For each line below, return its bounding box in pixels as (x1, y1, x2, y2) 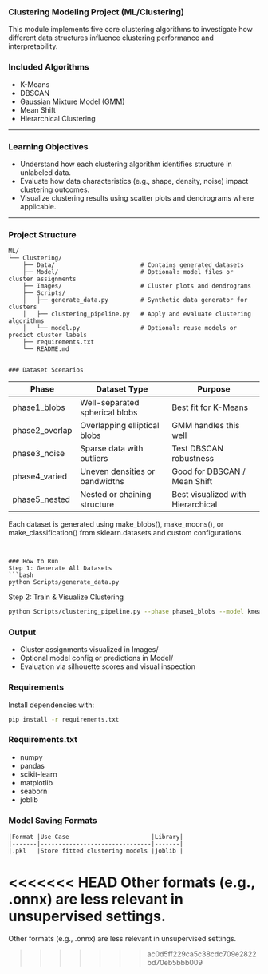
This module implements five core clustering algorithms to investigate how (8, 25, 254, 34)
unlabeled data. (19, 167, 72, 177)
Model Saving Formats (8, 814, 97, 825)
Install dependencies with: (8, 700, 95, 710)
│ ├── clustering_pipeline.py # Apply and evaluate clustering (22, 310, 251, 318)
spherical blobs (79, 407, 138, 418)
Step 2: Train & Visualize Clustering (8, 592, 124, 602)
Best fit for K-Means (171, 402, 249, 413)
